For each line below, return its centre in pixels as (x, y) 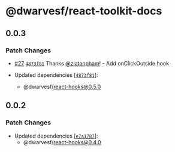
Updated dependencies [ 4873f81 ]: (56, 75)
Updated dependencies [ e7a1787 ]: (56, 136)
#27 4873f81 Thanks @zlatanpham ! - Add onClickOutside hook (91, 63)
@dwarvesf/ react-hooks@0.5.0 (62, 87)
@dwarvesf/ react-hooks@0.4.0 (62, 142)
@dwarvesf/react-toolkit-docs (84, 11)
